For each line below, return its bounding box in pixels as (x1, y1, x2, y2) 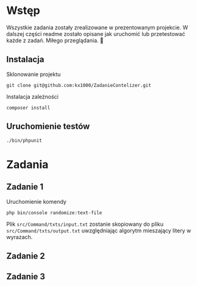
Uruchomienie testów (6, 121, 90, 131)
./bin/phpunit (6, 138, 43, 144)
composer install (6, 105, 51, 111)
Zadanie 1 (6, 182, 44, 192)
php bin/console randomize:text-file (6, 209, 102, 216)
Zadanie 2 (6, 251, 46, 261)
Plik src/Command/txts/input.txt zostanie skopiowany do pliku (6, 220, 163, 228)
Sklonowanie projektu (6, 71, 61, 78)
